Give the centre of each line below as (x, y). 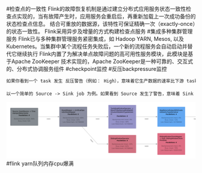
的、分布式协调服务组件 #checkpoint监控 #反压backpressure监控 (87, 69)
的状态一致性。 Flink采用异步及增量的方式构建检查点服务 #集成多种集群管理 (99, 31)
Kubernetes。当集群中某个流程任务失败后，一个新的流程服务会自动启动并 (97, 46)
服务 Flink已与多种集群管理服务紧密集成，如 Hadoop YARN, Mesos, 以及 (95, 39)
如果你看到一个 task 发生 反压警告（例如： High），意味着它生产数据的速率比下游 (95, 81)
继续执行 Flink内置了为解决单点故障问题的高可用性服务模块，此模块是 (102, 54)
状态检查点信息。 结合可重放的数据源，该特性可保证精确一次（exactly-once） (101, 24)
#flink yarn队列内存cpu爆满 (40, 163)
